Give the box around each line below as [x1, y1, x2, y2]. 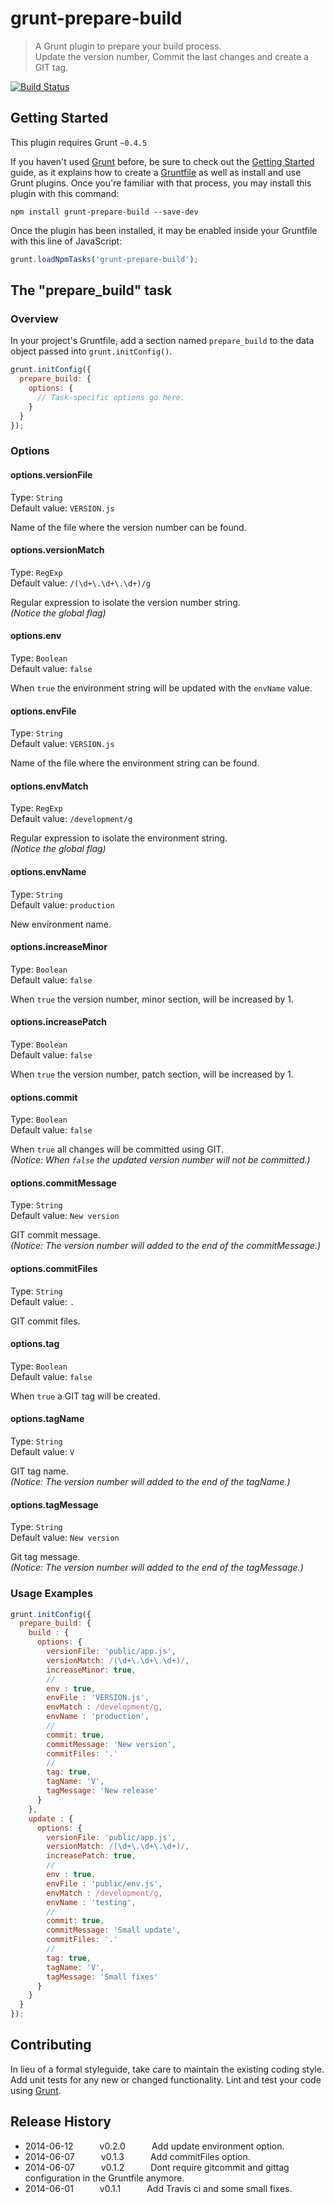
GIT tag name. [10, 1465, 69, 1477]
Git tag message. [10, 1551, 81, 1563]
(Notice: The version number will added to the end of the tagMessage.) [10, 1562, 304, 1574]
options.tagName [10, 1413, 85, 1425]
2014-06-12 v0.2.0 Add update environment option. [24, 2140, 285, 2152]
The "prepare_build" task [10, 282, 173, 299]
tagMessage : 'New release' [46, 1786, 159, 1796]
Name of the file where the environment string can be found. [10, 757, 260, 769]
